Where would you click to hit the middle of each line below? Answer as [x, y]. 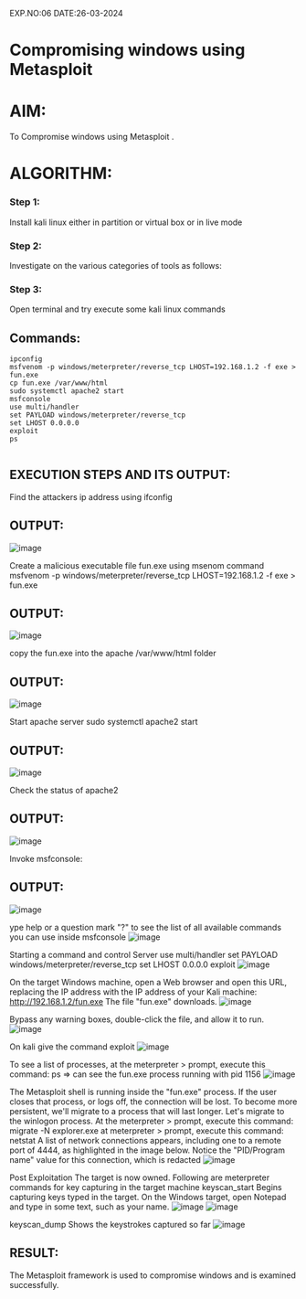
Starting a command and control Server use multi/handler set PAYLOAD [144, 954]
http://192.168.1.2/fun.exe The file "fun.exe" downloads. [113, 1001]
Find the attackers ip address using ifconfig [91, 496]
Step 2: [26, 246]
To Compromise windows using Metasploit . [92, 137]
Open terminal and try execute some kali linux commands [117, 309]
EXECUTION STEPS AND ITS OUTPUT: [120, 475]
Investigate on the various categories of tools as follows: [116, 265]
